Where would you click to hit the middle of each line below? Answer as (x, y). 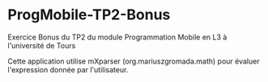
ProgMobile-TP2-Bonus (89, 15)
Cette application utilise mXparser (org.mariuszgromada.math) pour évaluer (134, 61)
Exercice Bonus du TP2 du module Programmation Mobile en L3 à (117, 37)
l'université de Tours (42, 45)
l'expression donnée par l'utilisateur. (68, 69)
